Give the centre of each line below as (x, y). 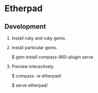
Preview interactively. (33, 66)
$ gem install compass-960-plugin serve (52, 57)
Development (25, 27)
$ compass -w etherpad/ (36, 76)
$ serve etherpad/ (30, 85)
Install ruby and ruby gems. (39, 38)
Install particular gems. (34, 47)
